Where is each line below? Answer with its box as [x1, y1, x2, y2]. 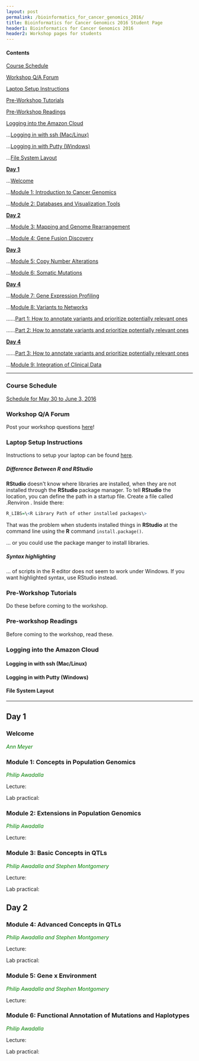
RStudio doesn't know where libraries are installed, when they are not [6, 480, 176, 487]
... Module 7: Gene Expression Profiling [6, 292, 99, 300]
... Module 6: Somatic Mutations [6, 269, 83, 277]
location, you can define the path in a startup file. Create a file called [6, 493, 174, 500]
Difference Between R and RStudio [6, 465, 93, 472]
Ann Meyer [6, 743, 33, 750]
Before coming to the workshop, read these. [6, 630, 114, 638]
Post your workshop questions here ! [6, 423, 95, 430]
